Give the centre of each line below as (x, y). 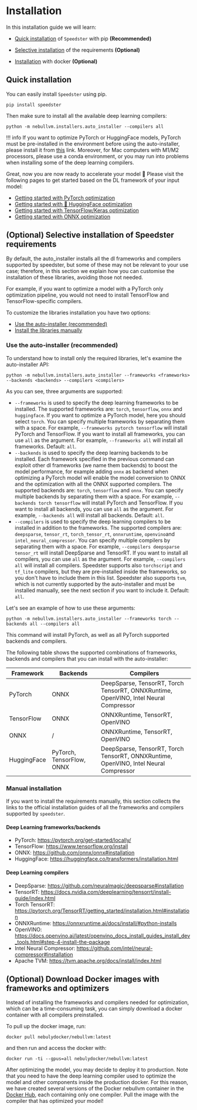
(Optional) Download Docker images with (83, 979)
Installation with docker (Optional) (56, 61)
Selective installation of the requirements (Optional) (77, 50)
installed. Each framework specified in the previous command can (94, 459)
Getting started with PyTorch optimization (65, 198)
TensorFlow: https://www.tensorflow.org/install (71, 846)
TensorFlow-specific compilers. (45, 301)
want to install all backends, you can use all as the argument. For (94, 509)
